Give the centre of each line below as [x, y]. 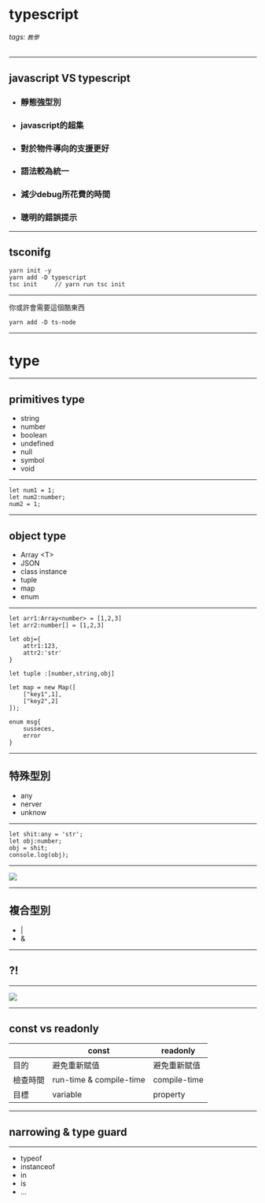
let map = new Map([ [43, 687]
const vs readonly [54, 1028]
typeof [31, 1158]
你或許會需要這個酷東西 [47, 307]
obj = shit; [28, 848]
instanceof [38, 1167]
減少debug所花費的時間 [65, 195]
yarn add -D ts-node [43, 322]
